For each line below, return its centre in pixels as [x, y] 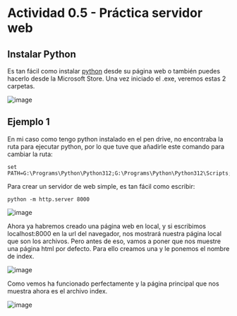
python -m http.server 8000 [49, 199]
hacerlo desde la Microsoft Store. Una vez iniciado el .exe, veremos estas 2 [117, 78]
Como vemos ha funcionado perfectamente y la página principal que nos [114, 283]
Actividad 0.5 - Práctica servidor [105, 13]
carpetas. [21, 86]
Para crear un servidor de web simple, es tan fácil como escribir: [101, 186]
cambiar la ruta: [30, 154]
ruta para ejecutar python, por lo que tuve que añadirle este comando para [116, 146]
